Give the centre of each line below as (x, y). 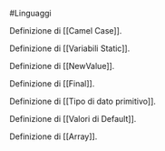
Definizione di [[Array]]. (53, 136)
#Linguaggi (30, 13)
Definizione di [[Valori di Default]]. (73, 119)
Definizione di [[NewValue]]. (62, 66)
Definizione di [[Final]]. (52, 84)
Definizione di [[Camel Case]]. (66, 30)
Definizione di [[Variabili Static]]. (70, 48)
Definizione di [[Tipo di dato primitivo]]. (83, 101)
